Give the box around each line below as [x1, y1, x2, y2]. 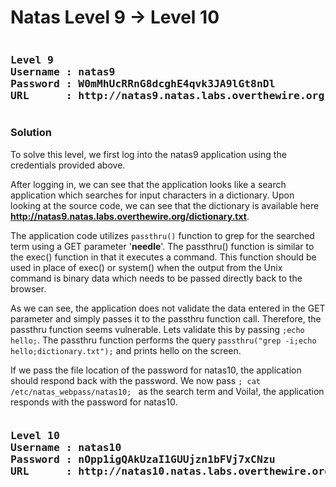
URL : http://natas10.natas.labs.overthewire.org [10, 465, 332, 478]
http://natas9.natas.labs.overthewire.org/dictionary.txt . [10, 210, 250, 222]
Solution [10, 126, 53, 140]
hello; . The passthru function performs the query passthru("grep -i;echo [10, 334, 317, 346]
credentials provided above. [10, 159, 126, 171]
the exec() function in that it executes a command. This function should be [10, 251, 317, 263]
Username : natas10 [10, 441, 122, 455]
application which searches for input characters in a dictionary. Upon [10, 189, 295, 201]
